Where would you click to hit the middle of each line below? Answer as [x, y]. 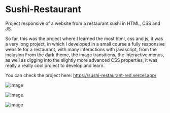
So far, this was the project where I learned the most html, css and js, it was [84, 39]
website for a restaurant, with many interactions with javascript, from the [81, 49]
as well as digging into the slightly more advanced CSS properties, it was [81, 60]
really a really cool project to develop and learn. [55, 65]
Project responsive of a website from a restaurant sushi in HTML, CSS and [83, 23]
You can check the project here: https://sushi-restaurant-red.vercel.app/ [81, 75]
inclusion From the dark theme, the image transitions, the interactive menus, [85, 55]
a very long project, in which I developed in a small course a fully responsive [85, 44]
